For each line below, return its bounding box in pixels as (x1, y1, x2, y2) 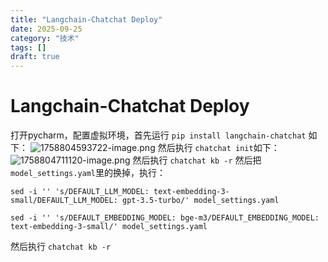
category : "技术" (10, 33, 80, 43)
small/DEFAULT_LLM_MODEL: (10, 196, 118, 206)
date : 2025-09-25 (10, 24, 83, 34)
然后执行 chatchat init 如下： (157, 142, 280, 154)
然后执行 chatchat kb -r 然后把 (132, 154, 262, 166)
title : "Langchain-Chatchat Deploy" (10, 14, 163, 25)
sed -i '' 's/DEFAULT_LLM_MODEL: (10, 187, 150, 197)
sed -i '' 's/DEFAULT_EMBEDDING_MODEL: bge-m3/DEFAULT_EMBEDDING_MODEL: (10, 213, 320, 223)
